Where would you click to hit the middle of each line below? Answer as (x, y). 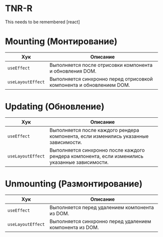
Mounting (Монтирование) (61, 41)
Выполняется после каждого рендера (94, 130)
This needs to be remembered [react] (42, 22)
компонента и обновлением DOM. (90, 85)
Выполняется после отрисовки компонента (101, 65)
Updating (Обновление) (55, 107)
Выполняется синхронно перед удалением (100, 221)
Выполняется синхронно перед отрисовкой (101, 79)
